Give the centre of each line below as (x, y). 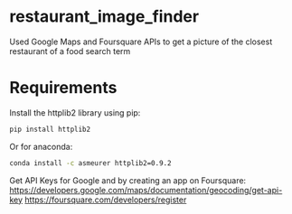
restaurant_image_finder (104, 17)
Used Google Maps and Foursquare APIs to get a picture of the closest (141, 42)
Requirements (63, 88)
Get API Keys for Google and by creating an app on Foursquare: (128, 180)
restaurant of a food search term (70, 51)
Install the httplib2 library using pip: (75, 112)
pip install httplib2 (50, 129)
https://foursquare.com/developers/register (106, 200)
